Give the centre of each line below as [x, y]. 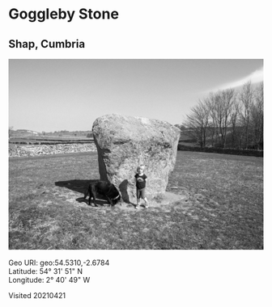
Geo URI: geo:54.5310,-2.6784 [59, 263]
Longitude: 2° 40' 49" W [49, 280]
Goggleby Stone [64, 14]
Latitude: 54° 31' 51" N [46, 271]
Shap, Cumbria [47, 44]
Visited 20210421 [37, 295]
